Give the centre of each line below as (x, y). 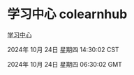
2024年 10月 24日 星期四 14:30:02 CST (64, 49)
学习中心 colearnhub (67, 14)
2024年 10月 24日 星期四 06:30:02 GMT (65, 64)
